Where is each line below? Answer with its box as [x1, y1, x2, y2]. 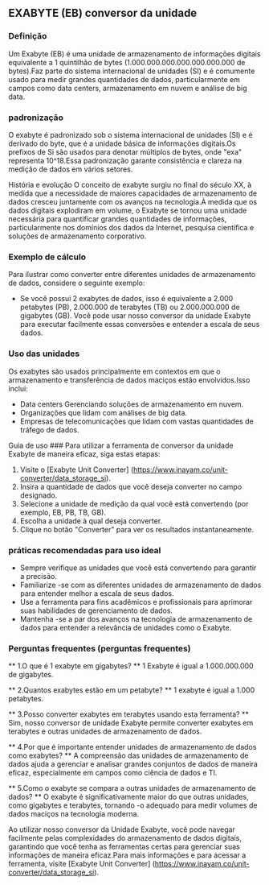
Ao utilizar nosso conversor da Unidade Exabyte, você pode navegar [8, 825, 235, 834]
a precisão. [19, 571, 58, 581]
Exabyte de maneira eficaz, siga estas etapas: [8, 449, 161, 458]
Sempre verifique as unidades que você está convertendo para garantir [19, 563, 257, 573]
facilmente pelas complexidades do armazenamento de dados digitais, [8, 833, 243, 843]
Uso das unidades [8, 348, 80, 359]
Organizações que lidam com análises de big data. [19, 407, 187, 417]
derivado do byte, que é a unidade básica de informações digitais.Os [8, 139, 236, 148]
